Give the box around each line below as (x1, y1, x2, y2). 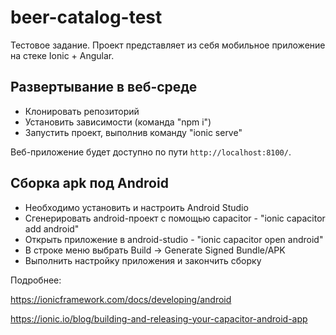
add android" (24, 222, 80, 235)
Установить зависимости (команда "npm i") (24, 116, 212, 128)
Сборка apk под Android (10, 175, 169, 192)
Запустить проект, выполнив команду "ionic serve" (24, 126, 243, 138)
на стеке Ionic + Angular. (10, 49, 115, 61)
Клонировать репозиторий (24, 105, 140, 117)
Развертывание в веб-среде (10, 79, 198, 96)
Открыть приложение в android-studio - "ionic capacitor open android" (24, 233, 324, 245)
